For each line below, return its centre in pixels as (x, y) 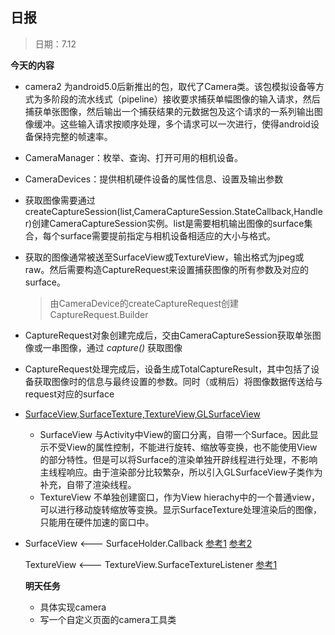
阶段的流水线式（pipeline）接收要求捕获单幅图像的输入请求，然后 (186, 99)
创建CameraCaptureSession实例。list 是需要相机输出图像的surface (168, 223)
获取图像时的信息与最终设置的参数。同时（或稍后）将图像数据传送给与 (178, 381)
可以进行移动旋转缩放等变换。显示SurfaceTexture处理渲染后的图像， (180, 509)
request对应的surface (69, 394)
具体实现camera (73, 607)
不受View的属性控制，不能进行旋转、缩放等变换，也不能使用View (183, 447)
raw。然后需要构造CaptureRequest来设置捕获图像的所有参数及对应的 (167, 269)
